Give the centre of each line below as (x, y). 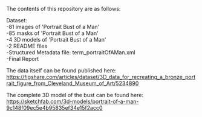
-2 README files (27, 46)
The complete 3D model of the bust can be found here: (75, 95)
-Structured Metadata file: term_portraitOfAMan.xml (71, 52)
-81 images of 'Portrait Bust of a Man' (53, 27)
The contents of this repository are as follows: (64, 9)
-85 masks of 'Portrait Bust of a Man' (52, 33)
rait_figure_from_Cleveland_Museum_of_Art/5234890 (73, 83)
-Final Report (23, 59)
